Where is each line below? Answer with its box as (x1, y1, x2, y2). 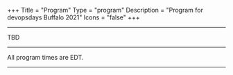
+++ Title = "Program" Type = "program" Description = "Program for (7, 6, 203, 14)
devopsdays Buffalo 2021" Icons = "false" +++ (7, 13, 140, 22)
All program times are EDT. (7, 53, 84, 61)
